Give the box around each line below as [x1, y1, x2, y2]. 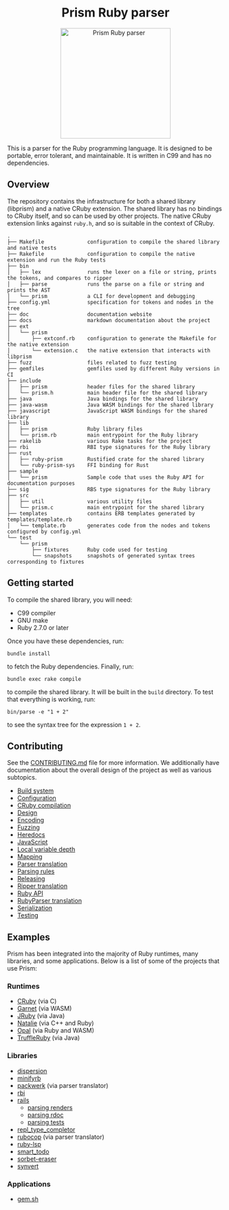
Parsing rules [17, 867, 55, 875]
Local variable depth [17, 845, 76, 853]
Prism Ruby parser [61, 5, 170, 21]
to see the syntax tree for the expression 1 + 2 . [7, 720, 141, 728]
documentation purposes [7, 479, 76, 487]
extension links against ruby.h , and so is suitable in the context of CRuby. [7, 219, 215, 227]
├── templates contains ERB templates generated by [7, 510, 195, 517]
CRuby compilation [17, 802, 71, 810]
